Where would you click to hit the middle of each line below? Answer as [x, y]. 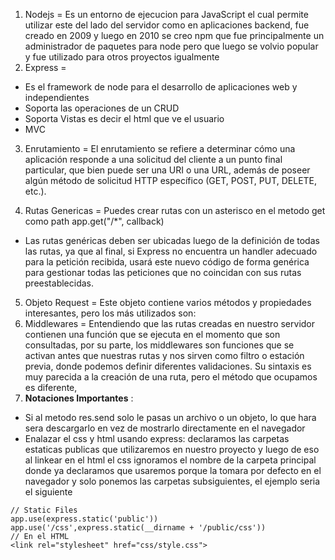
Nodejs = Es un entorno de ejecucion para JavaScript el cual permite [166, 14]
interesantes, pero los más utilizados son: [110, 313]
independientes [57, 97]
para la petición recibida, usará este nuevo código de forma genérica [167, 262]
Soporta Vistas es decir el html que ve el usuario [124, 118]
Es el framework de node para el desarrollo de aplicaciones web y [161, 87]
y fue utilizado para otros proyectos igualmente [122, 57]
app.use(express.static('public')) [84, 519]
